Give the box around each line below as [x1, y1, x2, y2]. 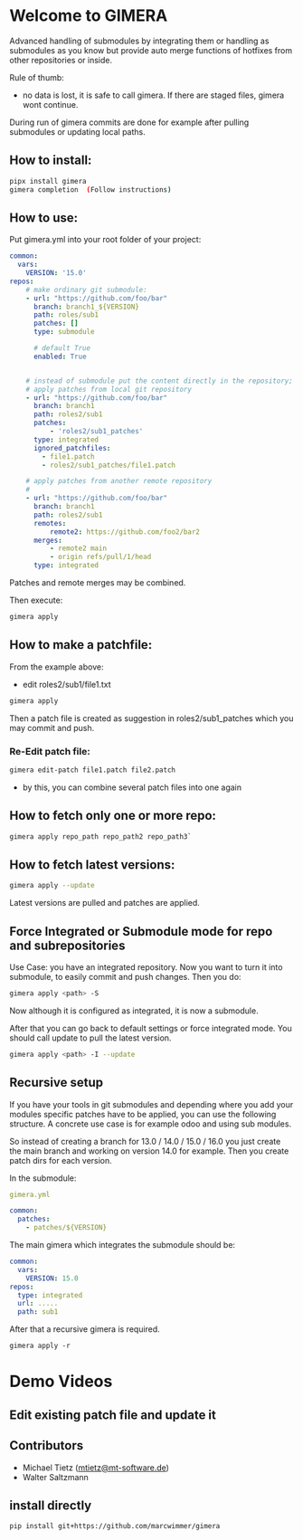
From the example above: [9, 661, 104, 672]
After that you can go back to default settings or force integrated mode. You [9, 1022, 292, 1033]
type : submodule [33, 328, 95, 337]
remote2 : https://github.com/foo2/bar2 [49, 527, 201, 537]
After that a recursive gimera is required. [9, 1324, 160, 1335]
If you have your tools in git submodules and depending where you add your [9, 1098, 294, 1109]
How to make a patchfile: [9, 637, 153, 652]
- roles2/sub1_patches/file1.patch [42, 461, 176, 470]
